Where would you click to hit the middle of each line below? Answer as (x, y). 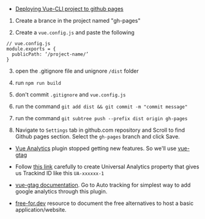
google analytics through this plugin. (61, 191)
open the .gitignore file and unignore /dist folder (77, 71)
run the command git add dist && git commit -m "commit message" (101, 106)
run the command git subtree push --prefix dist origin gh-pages (101, 118)
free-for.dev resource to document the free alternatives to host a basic (104, 203)
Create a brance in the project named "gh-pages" (78, 20)
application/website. (41, 210)
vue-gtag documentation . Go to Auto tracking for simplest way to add (103, 185)
